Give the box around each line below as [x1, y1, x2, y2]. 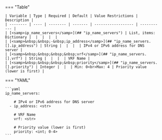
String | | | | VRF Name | [29, 56, 90, 61]
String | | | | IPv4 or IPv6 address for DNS [44, 43, 145, 48]
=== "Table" [5, 4, 30, 10]
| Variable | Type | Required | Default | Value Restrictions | [5, 14, 138, 18]
